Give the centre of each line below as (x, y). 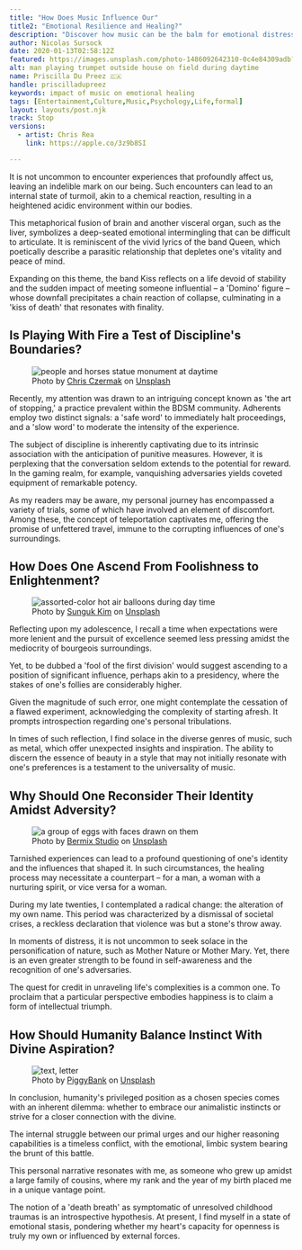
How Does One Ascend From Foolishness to (134, 567)
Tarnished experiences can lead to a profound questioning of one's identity (149, 859)
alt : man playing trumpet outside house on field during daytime (134, 68)
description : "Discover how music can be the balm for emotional (134, 34)
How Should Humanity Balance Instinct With (136, 1034)
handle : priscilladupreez (58, 85)
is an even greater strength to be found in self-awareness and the (131, 960)
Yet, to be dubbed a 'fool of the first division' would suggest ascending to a (148, 666)
